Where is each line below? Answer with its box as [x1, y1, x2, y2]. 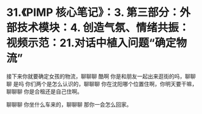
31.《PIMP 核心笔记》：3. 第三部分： [6, 5, 180, 20]
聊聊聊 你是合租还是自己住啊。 [6, 88, 83, 95]
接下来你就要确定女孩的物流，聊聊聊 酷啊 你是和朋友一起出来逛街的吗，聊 [6, 73, 190, 80]
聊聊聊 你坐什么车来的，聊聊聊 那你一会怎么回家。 [6, 101, 132, 108]
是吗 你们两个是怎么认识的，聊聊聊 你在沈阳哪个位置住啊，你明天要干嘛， [13, 80, 198, 87]
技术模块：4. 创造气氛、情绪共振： [17, 21, 190, 35]
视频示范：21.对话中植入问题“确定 [6, 36, 176, 50]
